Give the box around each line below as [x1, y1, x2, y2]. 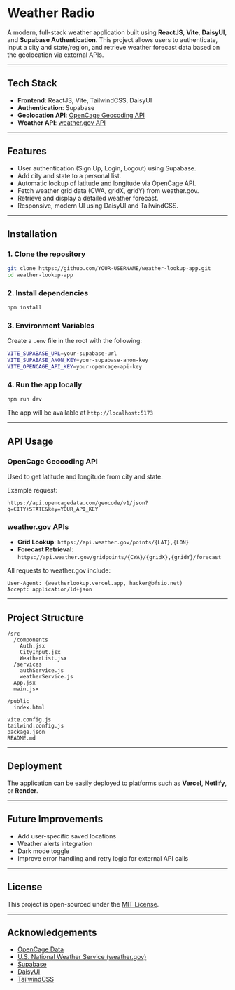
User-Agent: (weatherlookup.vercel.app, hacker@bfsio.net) [7, 580, 183, 587]
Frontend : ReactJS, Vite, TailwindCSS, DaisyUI [17, 96, 152, 105]
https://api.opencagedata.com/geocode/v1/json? [7, 500, 149, 507]
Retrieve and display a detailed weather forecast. [17, 194, 159, 202]
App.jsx [13, 679, 36, 687]
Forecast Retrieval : [17, 545, 74, 554]
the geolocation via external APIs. [7, 51, 104, 59]
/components [13, 636, 49, 643]
